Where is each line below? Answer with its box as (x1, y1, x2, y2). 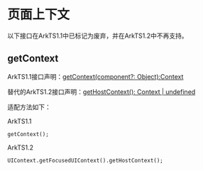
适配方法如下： (7, 103, 51, 111)
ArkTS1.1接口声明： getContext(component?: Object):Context (7, 72, 184, 81)
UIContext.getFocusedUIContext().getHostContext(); (7, 157, 163, 164)
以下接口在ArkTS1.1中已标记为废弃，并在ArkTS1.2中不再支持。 (7, 31, 188, 40)
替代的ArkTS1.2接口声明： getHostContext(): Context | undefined (7, 87, 196, 96)
